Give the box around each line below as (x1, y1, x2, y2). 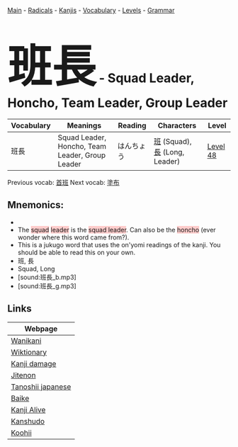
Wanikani (11, 336, 42, 346)
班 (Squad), (153, 136, 193, 146)
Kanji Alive (11, 404, 46, 414)
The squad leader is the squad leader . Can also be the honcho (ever (17, 225, 216, 234)
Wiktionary (11, 347, 47, 357)
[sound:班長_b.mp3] (17, 273, 76, 281)
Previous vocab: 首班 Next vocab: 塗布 (7, 178, 120, 186)
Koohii (11, 428, 32, 438)
